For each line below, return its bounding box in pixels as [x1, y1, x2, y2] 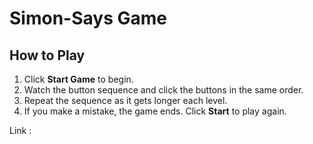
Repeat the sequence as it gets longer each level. [23, 95, 228, 106]
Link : [9, 125, 32, 136]
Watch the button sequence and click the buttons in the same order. [23, 84, 304, 96]
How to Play [9, 47, 86, 64]
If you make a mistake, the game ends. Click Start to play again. [23, 105, 287, 117]
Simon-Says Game [9, 7, 167, 30]
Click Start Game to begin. [23, 73, 134, 85]
